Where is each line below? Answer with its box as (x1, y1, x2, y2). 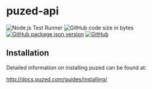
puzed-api (6, 4, 59, 18)
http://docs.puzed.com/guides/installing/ (6, 75, 108, 82)
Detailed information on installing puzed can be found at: (6, 64, 147, 71)
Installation (6, 48, 49, 58)
